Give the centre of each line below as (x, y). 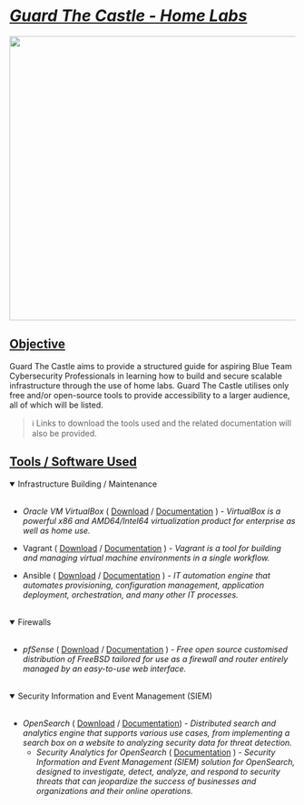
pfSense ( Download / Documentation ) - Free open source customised (155, 649)
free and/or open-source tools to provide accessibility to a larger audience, (150, 395)
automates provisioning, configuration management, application (143, 585)
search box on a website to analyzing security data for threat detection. (157, 742)
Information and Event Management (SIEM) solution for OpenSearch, (166, 761)
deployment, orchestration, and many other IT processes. (130, 594)
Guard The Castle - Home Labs (128, 16)
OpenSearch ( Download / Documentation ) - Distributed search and (149, 723)
